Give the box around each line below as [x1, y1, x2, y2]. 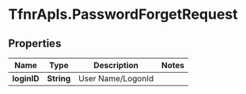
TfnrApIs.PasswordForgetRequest [8, 5, 239, 23]
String [47, 73, 71, 84]
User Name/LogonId [78, 73, 154, 84]
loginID [12, 73, 40, 84]
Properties [8, 37, 62, 50]
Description [93, 60, 139, 70]
